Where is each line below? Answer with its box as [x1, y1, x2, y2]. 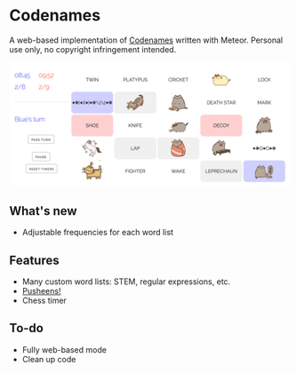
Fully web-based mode [21, 344, 107, 355]
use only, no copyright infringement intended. [9, 44, 177, 54]
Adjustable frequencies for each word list [21, 227, 173, 238]
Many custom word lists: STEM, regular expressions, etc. [21, 276, 231, 287]
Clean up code [21, 353, 76, 364]
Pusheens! [21, 286, 61, 297]
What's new [9, 203, 77, 218]
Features [9, 252, 60, 267]
